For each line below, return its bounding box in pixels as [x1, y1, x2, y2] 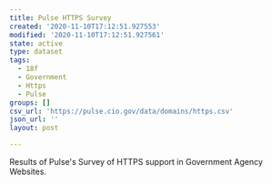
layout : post [9, 124, 59, 133]
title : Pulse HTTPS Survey [9, 13, 112, 23]
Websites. [9, 166, 47, 177]
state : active [9, 38, 64, 48]
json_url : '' [9, 115, 59, 124]
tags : [9, 56, 30, 65]
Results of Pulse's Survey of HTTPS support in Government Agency [9, 157, 264, 167]
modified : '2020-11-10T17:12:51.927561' [9, 30, 166, 39]
